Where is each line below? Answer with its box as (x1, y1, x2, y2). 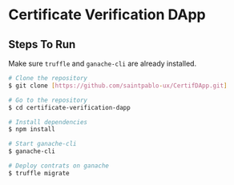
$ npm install (8, 126, 56, 134)
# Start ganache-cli (8, 140, 78, 148)
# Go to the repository (8, 96, 88, 104)
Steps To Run (8, 38, 76, 51)
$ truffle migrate (8, 169, 70, 177)
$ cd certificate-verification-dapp (8, 103, 131, 111)
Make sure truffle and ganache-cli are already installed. (8, 58, 197, 68)
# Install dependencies (8, 118, 88, 126)
